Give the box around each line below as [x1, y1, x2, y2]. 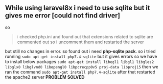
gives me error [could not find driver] [5, 12, 120, 20]
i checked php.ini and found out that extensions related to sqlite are [17, 34, 153, 39]
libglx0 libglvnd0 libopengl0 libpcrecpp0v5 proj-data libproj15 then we [5, 64, 159, 69]
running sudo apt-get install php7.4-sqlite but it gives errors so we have [5, 53, 158, 59]
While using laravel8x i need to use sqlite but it [5, 4, 150, 12]
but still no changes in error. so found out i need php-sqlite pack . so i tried [5, 48, 156, 54]
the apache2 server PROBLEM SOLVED [5, 74, 85, 80]
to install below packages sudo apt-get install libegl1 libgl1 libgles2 [5, 58, 154, 65]
